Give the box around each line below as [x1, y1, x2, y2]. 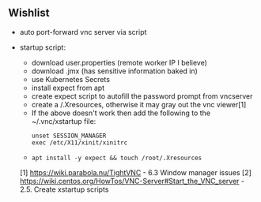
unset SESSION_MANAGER [31, 132, 107, 140]
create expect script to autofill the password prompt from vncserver [31, 91, 253, 101]
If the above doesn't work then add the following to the [31, 108, 211, 118]
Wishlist [8, 6, 50, 20]
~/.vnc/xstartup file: [31, 116, 96, 125]
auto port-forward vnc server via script [19, 27, 147, 36]
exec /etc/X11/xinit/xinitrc [31, 138, 128, 147]
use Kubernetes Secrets [31, 74, 111, 84]
